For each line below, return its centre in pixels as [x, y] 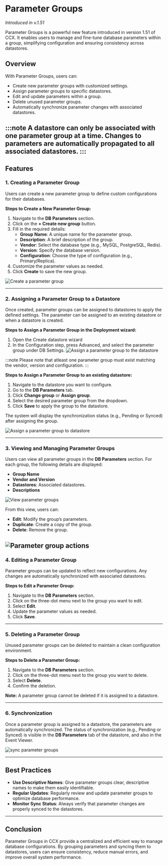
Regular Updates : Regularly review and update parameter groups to [82, 793]
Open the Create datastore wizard [47, 340]
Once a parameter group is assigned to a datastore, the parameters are [78, 724]
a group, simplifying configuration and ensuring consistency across [74, 43]
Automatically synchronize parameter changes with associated [77, 107]
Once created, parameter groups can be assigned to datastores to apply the [83, 310]
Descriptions [26, 490]
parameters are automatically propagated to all [80, 144]
